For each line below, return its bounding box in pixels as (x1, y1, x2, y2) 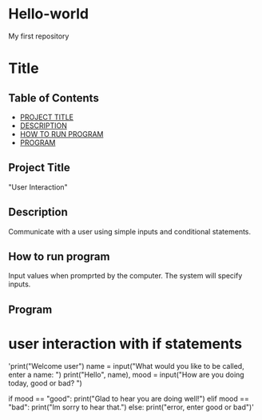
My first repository (8, 31, 69, 41)
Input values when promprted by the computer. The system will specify (8, 271, 243, 281)
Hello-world (8, 5, 89, 23)
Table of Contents (8, 91, 100, 105)
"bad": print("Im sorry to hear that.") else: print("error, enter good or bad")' (8, 402, 254, 412)
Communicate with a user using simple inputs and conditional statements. (8, 226, 252, 236)
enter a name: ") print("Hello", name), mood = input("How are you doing (8, 370, 245, 379)
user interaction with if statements (8, 334, 242, 353)
